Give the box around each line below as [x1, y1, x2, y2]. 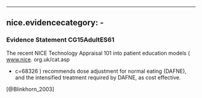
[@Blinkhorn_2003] [6, 85, 55, 93]
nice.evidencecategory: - [6, 17, 104, 28]
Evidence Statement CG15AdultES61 [6, 35, 115, 44]
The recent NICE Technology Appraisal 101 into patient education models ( [6, 49, 191, 57]
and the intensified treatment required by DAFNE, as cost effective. [14, 73, 182, 81]
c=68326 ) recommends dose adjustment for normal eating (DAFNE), [14, 67, 187, 75]
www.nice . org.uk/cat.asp [6, 55, 70, 63]
